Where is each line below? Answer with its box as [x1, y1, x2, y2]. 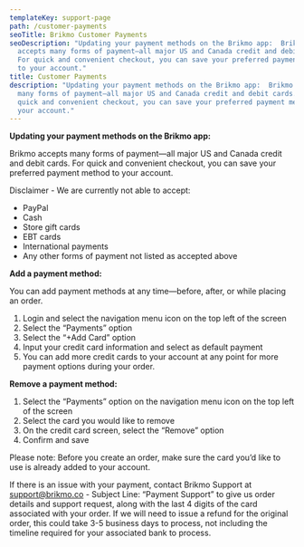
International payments [22, 241, 109, 252]
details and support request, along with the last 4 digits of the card [9, 499, 258, 510]
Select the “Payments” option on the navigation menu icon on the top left [22, 396, 295, 408]
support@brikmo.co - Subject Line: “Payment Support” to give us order [9, 489, 276, 500]
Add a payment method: [9, 268, 102, 279]
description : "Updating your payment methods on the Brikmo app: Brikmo [9, 81, 294, 90]
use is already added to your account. [9, 462, 151, 473]
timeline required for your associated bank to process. [9, 527, 212, 539]
